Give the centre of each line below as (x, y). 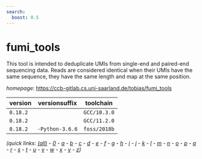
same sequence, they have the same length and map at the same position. (99, 76)
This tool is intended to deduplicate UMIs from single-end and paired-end (98, 64)
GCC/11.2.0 (99, 121)
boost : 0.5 (25, 17)
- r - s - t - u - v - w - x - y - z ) (44, 150)
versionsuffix (58, 103)
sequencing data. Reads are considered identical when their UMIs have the (99, 70)
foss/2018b (99, 129)
